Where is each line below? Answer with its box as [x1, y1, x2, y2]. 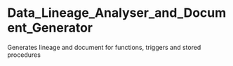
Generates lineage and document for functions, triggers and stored [7, 43, 201, 51]
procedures [7, 51, 41, 59]
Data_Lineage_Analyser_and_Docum [7, 5, 227, 21]
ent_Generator [7, 20, 93, 36]
